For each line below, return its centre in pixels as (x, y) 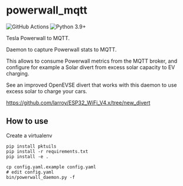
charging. (18, 73)
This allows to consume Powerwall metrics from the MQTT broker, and (92, 61)
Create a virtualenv (29, 135)
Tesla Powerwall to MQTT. (38, 38)
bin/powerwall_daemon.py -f (41, 177)
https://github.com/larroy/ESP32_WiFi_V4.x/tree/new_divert (78, 102)
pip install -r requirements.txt (47, 151)
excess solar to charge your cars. (47, 91)
